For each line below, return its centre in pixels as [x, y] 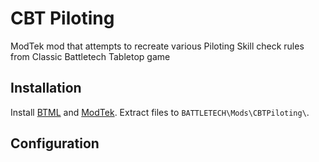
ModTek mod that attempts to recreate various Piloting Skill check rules [157, 46]
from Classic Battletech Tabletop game [90, 56]
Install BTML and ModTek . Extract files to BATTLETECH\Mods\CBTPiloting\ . [160, 112]
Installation [46, 88]
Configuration [55, 143]
